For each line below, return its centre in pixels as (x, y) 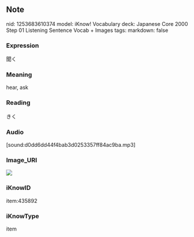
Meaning (19, 75)
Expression (23, 45)
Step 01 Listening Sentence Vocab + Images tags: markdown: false (87, 30)
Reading (18, 103)
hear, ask (17, 87)
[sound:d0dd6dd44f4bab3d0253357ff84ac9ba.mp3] (71, 145)
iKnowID (19, 188)
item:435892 (22, 200)
